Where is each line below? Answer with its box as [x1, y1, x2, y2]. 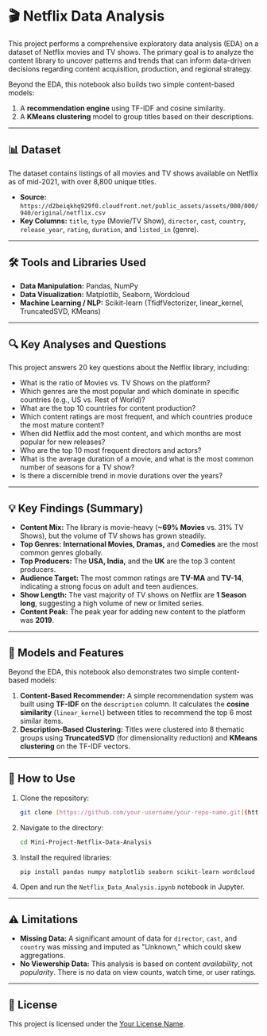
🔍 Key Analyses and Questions [8, 338, 167, 351]
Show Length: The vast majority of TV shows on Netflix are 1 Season [19, 590, 247, 600]
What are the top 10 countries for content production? [19, 404, 196, 413]
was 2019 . [19, 616, 54, 625]
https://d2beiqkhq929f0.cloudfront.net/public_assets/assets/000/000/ [19, 202, 259, 210]
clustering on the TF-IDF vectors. [19, 741, 131, 751]
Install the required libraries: [19, 852, 112, 862]
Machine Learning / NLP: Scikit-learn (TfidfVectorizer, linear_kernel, [19, 298, 244, 307]
